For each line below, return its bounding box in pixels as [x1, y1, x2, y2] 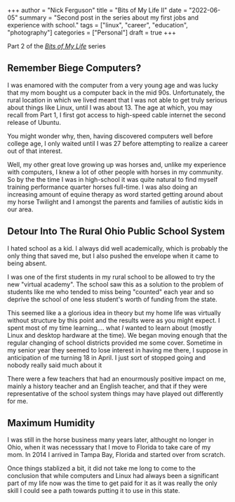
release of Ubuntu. [7, 118, 62, 126]
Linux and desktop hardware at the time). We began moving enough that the [7, 331, 228, 339]
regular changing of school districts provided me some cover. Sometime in [7, 338, 223, 347]
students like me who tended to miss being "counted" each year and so [7, 287, 214, 296]
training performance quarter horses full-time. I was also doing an [7, 183, 198, 191]
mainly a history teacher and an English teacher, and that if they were [7, 382, 208, 390]
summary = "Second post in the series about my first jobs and [19, 13, 199, 22]
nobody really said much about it [7, 361, 102, 369]
